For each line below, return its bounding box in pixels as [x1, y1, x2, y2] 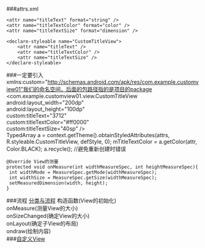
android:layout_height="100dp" [6, 105, 85, 113]
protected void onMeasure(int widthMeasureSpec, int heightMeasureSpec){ [6, 164, 199, 170]
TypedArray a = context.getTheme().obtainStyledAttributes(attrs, [6, 132, 170, 138]
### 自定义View [6, 235, 46, 242]
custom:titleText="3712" [6, 112, 67, 119]
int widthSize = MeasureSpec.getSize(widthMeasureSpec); [9, 175, 157, 181]
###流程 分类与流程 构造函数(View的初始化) [6, 197, 117, 204]
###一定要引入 [6, 72, 44, 78]
